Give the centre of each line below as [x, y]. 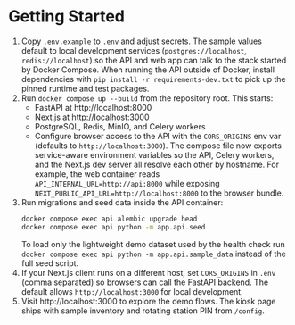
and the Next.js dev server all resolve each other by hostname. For [157, 164]
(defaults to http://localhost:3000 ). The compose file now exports [158, 146]
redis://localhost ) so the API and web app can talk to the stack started [154, 60]
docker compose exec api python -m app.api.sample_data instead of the [153, 254]
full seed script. [50, 263]
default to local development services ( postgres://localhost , [134, 50]
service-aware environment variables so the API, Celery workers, [154, 154]
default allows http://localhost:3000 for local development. [132, 291]
